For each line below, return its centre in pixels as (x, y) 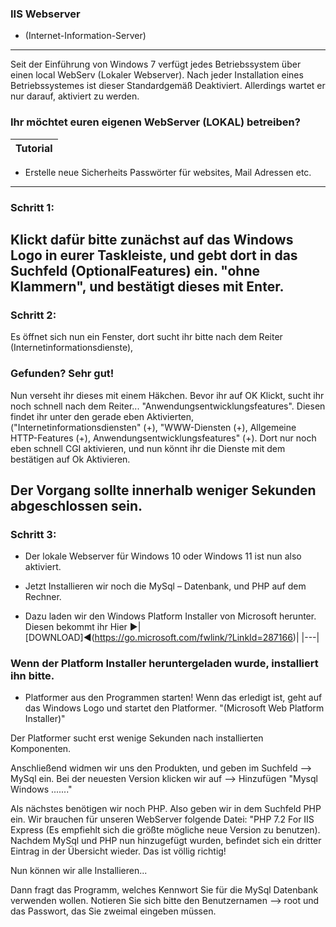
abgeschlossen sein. (76, 505)
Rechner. (43, 597)
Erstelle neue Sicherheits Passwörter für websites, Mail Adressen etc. (168, 172)
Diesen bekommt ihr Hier (76, 627)
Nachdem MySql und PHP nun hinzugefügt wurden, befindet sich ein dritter (166, 841)
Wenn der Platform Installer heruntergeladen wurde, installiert (164, 664)
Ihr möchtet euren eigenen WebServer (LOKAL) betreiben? (155, 122)
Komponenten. (41, 749)
